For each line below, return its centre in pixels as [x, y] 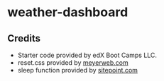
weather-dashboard [68, 12]
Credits [24, 38]
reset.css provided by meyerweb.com [73, 63]
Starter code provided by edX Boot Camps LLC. [87, 55]
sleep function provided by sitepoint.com [78, 70]
